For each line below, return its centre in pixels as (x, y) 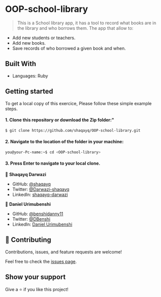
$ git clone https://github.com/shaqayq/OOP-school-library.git (73, 130)
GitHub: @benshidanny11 (38, 214)
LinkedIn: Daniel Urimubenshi (42, 224)
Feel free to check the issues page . (41, 261)
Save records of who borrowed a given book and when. (69, 48)
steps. (11, 109)
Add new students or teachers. (44, 38)
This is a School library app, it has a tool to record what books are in (87, 23)
